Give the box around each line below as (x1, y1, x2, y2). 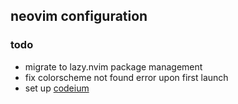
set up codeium (24, 82, 90, 94)
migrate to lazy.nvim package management (24, 60, 203, 73)
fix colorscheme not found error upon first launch (24, 71, 229, 83)
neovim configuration (10, 8, 148, 25)
